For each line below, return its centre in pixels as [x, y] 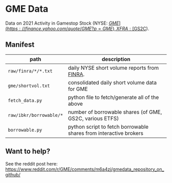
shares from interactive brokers [105, 133]
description [116, 59]
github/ [13, 174]
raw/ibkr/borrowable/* [35, 115]
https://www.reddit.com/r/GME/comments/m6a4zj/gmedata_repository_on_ [85, 169]
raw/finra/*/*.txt [30, 71]
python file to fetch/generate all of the [113, 97]
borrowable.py [25, 130]
